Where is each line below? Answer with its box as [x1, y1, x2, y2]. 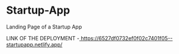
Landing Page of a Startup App [6, 23, 82, 30]
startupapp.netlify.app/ [6, 41, 63, 48]
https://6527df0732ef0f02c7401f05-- [80, 34, 173, 42]
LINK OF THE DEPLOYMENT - [6, 34, 80, 42]
